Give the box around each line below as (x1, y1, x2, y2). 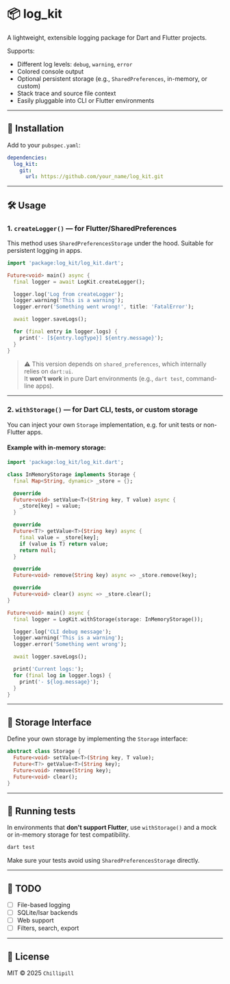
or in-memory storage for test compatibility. (7, 831, 131, 839)
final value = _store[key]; (19, 534, 99, 541)
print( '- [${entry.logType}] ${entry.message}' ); (19, 334, 164, 341)
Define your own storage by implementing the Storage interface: (7, 735, 188, 743)
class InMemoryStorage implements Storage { (7, 471, 136, 478)
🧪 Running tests (7, 805, 76, 817)
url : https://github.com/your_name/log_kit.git (25, 173, 164, 180)
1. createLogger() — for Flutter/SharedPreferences (7, 223, 177, 233)
